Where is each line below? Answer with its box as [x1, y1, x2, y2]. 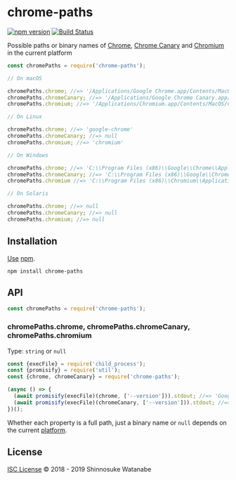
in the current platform [7, 48, 72, 57]
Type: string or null [7, 346, 67, 355]
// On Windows [7, 152, 49, 159]
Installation [7, 235, 58, 247]
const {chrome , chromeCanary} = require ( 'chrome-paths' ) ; [7, 373, 181, 380]
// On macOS [7, 74, 42, 82]
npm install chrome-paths [7, 268, 83, 275]
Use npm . [7, 254, 36, 262]
